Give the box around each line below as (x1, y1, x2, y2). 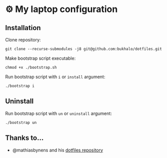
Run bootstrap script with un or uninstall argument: (5, 110, 112, 116)
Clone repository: (5, 37, 41, 43)
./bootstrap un (5, 120, 37, 125)
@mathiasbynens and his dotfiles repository (12, 147, 103, 153)
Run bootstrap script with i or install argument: (5, 74, 105, 80)
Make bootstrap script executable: (5, 55, 76, 61)
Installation (5, 24, 41, 32)
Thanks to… (5, 134, 44, 142)
